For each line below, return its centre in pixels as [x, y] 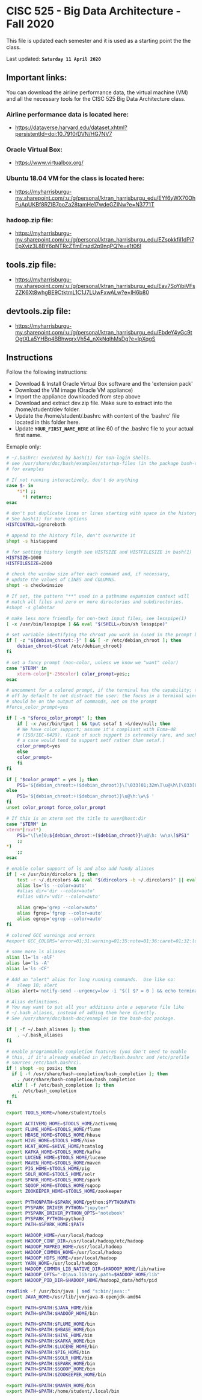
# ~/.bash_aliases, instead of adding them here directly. [82, 1013]
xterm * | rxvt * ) [24, 829]
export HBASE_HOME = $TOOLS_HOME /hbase [54, 1135]
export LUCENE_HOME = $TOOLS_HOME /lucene [56, 1157]
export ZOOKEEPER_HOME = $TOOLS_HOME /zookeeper [64, 1191]
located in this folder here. [47, 422]
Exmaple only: [24, 447]
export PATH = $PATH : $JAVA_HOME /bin [50, 1308]
